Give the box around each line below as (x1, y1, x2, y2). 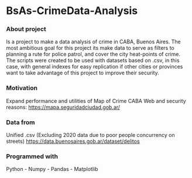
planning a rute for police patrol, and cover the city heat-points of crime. (6, 51, 180, 58)
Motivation (6, 84, 38, 92)
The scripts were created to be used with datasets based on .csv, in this (6, 57, 180, 64)
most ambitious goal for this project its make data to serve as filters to (6, 44, 174, 52)
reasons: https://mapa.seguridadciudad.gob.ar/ (6, 104, 121, 111)
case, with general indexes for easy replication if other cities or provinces (6, 63, 183, 70)
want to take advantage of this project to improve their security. (6, 69, 159, 77)
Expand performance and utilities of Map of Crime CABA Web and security (6, 97, 186, 104)
